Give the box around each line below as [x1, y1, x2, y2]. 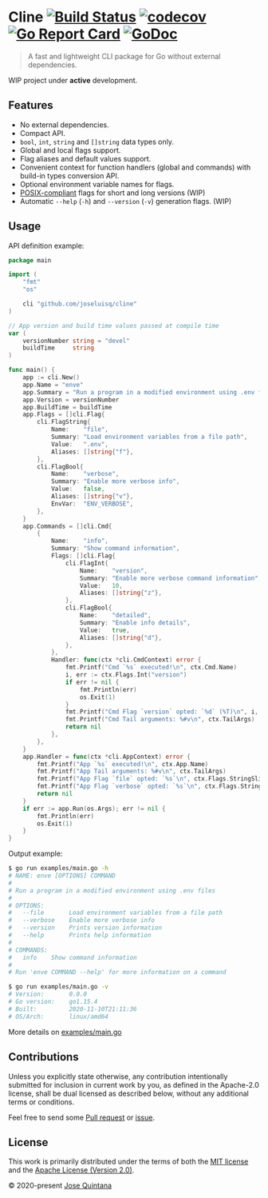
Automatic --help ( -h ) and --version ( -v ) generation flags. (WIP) [19, 196, 232, 206]
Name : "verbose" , [50, 470, 120, 478]
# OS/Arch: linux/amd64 [8, 1012, 109, 1020]
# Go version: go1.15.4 [8, 998, 98, 1006]
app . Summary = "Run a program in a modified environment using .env [22, 388, 255, 396]
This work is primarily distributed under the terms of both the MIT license [8, 1156, 249, 1167]
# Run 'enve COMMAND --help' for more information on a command [8, 968, 227, 976]
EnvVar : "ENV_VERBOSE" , [50, 500, 134, 508]
